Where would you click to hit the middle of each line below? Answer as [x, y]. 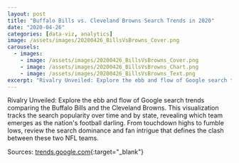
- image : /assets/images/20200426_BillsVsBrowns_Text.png [108, 73]
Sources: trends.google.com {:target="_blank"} [76, 152]
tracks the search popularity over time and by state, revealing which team [115, 115]
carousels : [23, 47]
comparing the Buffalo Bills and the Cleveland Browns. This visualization [113, 108]
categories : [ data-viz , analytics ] [60, 34]
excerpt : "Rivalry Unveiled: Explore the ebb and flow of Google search [117, 80]
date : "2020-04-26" [36, 27]
